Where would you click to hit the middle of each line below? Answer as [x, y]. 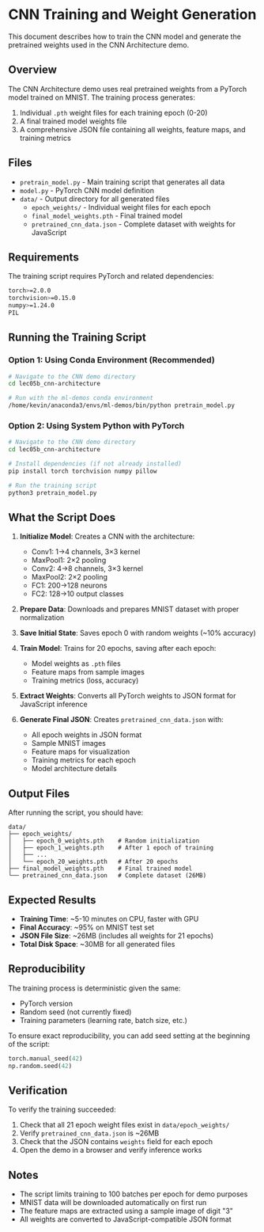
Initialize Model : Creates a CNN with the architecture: [107, 537]
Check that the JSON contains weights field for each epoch [116, 1142]
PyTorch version [46, 1003]
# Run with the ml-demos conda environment [81, 398]
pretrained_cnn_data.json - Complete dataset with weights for [133, 224]
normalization [42, 618]
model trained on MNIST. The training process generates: [102, 97]
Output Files [39, 793]
